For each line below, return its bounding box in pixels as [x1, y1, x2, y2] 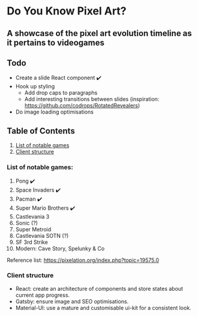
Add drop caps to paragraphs [24, 89, 98, 97]
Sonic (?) [15, 219, 38, 226]
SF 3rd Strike [15, 239, 49, 246]
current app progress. [15, 291, 70, 299]
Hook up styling [15, 83, 55, 90]
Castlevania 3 [15, 213, 50, 220]
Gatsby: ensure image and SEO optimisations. [15, 297, 129, 305]
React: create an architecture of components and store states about [15, 285, 184, 292]
